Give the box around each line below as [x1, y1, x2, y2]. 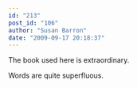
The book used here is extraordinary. [8, 55, 130, 65]
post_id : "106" [8, 19, 59, 27]
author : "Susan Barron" [8, 26, 88, 34]
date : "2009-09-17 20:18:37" [8, 33, 105, 42]
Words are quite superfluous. [8, 71, 104, 80]
